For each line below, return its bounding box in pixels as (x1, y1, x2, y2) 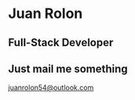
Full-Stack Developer (8, 36, 114, 49)
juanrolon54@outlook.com (8, 83, 94, 92)
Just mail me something (8, 62, 128, 75)
